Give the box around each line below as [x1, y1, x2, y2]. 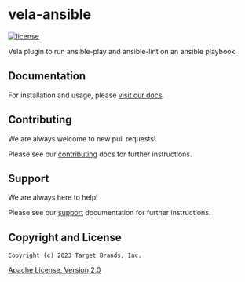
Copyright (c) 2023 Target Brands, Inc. [8, 251, 143, 260]
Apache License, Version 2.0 [8, 266, 101, 275]
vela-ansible [8, 5, 92, 24]
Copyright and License [8, 230, 122, 244]
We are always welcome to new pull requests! [8, 134, 156, 143]
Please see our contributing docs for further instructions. [8, 149, 192, 159]
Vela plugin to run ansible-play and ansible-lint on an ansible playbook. [8, 46, 238, 56]
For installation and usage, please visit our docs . [8, 90, 165, 100]
